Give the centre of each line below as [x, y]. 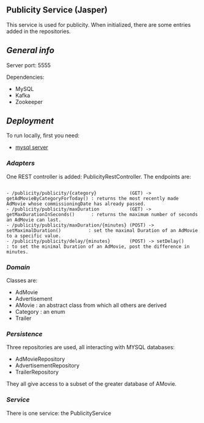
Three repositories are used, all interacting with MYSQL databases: [91, 347]
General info [31, 50]
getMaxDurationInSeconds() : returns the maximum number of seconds [102, 214]
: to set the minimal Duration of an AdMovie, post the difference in [98, 247]
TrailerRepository [37, 372]
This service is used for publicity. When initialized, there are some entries [99, 24]
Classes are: [22, 281]
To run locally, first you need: [43, 136]
